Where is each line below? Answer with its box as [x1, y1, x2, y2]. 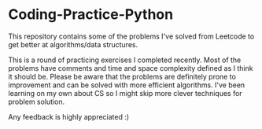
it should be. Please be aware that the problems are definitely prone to [8, 72, 236, 81]
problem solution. [8, 97, 65, 106]
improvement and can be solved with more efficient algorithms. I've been [8, 80, 245, 90]
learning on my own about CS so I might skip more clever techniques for [8, 88, 242, 98]
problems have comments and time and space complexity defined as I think [8, 63, 253, 72]
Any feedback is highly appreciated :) [8, 112, 130, 121]
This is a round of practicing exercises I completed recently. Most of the [8, 55, 242, 64]
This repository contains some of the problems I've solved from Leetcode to [8, 31, 255, 41]
